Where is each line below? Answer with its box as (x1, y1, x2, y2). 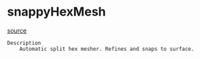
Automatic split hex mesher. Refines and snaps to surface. (19, 45, 195, 52)
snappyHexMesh (7, 4, 106, 20)
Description (7, 39, 41, 46)
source (7, 26, 27, 35)
